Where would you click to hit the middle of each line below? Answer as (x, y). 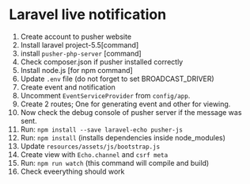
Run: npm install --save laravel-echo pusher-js (101, 129)
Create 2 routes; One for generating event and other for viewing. (125, 104)
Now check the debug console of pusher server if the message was (131, 112)
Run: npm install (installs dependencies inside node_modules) (123, 137)
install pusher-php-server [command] (81, 53)
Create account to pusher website (76, 36)
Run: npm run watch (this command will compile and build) (115, 163)
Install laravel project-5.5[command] (80, 44)
